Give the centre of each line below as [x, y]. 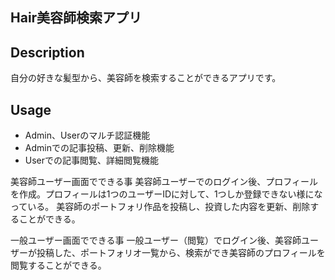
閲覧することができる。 [58, 265]
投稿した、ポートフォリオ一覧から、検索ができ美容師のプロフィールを [181, 253]
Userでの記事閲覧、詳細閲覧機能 [92, 160]
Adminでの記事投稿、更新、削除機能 [99, 148]
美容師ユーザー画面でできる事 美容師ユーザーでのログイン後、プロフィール [164, 182]
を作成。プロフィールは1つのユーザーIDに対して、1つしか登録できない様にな [166, 194]
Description [47, 52]
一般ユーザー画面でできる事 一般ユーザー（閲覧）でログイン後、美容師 [156, 240]
